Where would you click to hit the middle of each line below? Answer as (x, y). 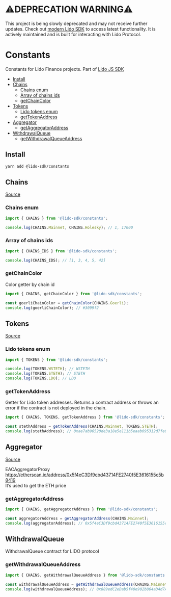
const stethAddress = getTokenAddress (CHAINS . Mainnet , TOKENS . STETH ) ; (82, 427)
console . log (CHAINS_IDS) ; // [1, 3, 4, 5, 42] (55, 260)
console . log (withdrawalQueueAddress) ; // (50, 589)
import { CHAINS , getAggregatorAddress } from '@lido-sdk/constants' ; (82, 509)
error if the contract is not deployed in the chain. (56, 408)
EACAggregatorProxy (27, 469)
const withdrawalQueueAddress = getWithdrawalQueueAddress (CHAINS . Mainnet (86, 584)
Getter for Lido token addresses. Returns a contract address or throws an (82, 403)
